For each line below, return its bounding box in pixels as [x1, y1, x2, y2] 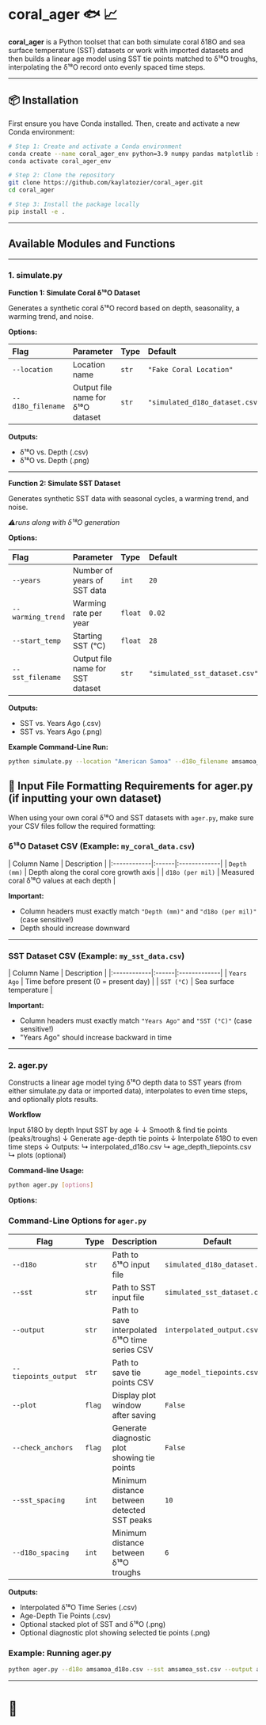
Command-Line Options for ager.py [8, 1215, 147, 1226]
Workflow [8, 1110, 42, 1119]
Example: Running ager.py [8, 1647, 112, 1659]
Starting [72, 630, 103, 641]
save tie [112, 1366, 141, 1377]
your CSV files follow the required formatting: [8, 821, 156, 830]
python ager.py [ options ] [8, 1181, 93, 1189]
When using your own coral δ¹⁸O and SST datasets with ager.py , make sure [8, 812, 254, 823]
